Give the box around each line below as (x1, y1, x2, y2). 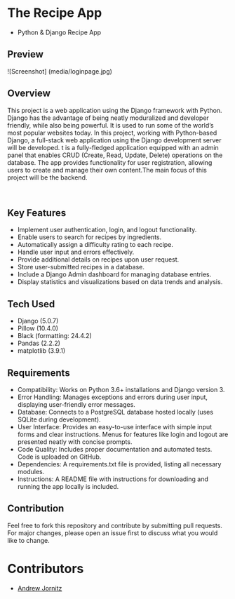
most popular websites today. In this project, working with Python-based (7, 128, 217, 137)
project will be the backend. (7, 173, 88, 182)
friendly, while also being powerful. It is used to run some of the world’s (7, 121, 214, 129)
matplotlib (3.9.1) (17, 346, 66, 355)
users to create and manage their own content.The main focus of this (7, 166, 207, 174)
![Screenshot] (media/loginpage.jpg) (7, 67, 112, 75)
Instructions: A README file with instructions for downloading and (17, 475, 209, 483)
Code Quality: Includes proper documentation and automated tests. (17, 445, 213, 453)
